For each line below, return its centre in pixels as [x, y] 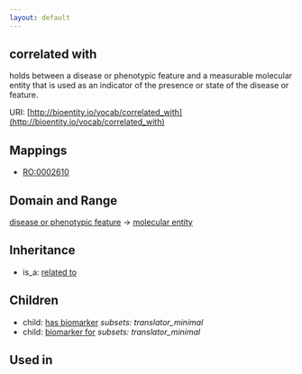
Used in [31, 360]
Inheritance [42, 250]
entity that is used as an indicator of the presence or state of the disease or [149, 86]
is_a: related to [50, 272]
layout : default [40, 18]
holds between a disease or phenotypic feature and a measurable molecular [151, 76]
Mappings [38, 150]
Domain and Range [64, 201]
